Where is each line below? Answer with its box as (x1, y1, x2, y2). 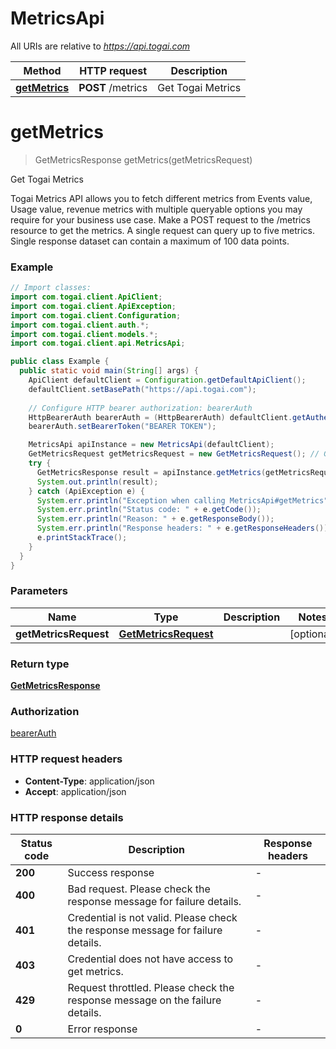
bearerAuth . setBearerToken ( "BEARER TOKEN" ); (28, 422, 217, 432)
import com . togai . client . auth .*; (10, 320, 150, 330)
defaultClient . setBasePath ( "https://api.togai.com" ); (28, 384, 257, 394)
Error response (67, 1022, 138, 1036)
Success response (67, 866, 155, 880)
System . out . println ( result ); (36, 477, 159, 487)
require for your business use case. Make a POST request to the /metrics (10, 213, 311, 226)
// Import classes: (10, 283, 92, 293)
